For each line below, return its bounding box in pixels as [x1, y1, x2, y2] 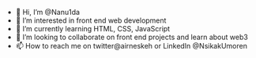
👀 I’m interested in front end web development [15, 16, 167, 25]
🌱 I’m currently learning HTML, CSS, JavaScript [15, 24, 171, 33]
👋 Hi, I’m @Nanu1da [15, 8, 81, 16]
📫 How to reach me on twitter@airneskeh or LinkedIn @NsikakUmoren [15, 42, 247, 50]
